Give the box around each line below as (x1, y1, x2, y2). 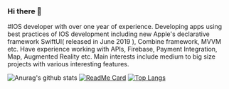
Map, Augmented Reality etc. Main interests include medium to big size (7, 52, 215, 61)
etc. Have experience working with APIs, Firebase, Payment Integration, (7, 45, 218, 54)
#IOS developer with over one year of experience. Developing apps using (7, 23, 223, 31)
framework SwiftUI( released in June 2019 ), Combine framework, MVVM (7, 37, 222, 46)
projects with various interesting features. (7, 60, 129, 69)
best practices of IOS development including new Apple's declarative (7, 30, 210, 38)
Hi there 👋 (7, 6, 43, 16)
